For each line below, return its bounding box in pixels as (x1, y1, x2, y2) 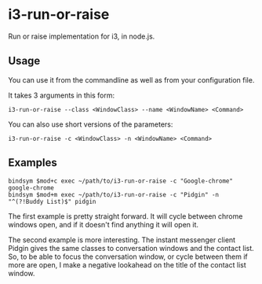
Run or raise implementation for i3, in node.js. (8, 31, 155, 41)
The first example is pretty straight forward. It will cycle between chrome (8, 211, 243, 221)
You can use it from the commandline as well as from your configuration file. (8, 75, 255, 84)
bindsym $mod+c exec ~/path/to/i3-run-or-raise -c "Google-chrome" (8, 177, 234, 185)
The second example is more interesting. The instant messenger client (8, 234, 236, 245)
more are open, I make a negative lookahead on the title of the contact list (8, 260, 246, 269)
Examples (8, 156, 57, 170)
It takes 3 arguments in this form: (8, 90, 115, 100)
